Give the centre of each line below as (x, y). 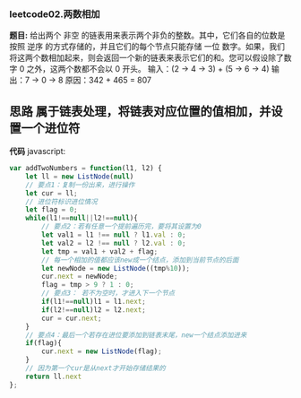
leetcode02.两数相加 (55, 13)
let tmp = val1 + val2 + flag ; (100, 251)
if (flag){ (44, 343)
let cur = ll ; (52, 193)
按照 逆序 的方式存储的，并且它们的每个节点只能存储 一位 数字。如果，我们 (147, 47)
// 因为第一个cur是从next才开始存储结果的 (95, 368)
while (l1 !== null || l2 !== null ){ (82, 218)
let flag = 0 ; (52, 210)
